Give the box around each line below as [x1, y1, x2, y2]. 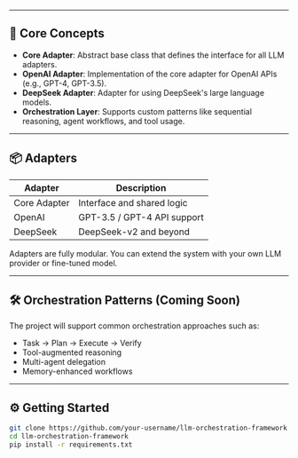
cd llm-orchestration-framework [9, 432, 129, 441]
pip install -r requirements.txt [9, 440, 133, 449]
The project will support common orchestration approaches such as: [9, 320, 260, 331]
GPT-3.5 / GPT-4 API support [78, 210, 204, 223]
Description [115, 181, 167, 193]
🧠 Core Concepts [9, 26, 105, 41]
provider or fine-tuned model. [9, 257, 118, 268]
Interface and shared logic [78, 196, 188, 209]
